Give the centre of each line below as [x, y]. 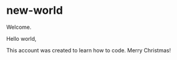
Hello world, [21, 38]
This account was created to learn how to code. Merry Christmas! [89, 50]
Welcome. [19, 27]
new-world [35, 10]
